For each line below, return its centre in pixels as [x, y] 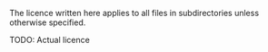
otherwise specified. [48, 22]
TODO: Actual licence [50, 40]
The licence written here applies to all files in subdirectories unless [134, 13]
